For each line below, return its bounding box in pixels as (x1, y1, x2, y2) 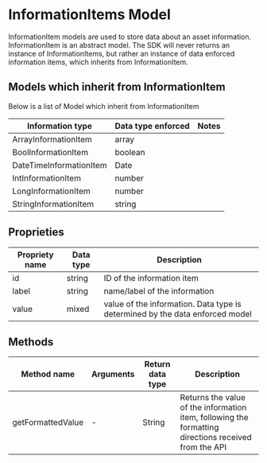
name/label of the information (103, 285, 215, 296)
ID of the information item (103, 272, 199, 283)
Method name (21, 368, 75, 379)
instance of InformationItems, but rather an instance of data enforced (8, 49, 235, 58)
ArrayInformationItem (12, 134, 93, 145)
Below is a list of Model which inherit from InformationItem (8, 101, 199, 111)
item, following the (180, 412, 249, 423)
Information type (26, 120, 93, 131)
